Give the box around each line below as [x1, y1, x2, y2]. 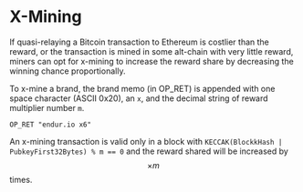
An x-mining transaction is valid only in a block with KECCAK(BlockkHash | [9, 136, 283, 147]
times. [9, 174, 33, 185]
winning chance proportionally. [9, 66, 126, 76]
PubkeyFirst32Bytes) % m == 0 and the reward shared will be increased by [9, 146, 289, 157]
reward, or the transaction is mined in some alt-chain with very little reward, [9, 45, 294, 56]
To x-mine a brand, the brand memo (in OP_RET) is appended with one [9, 83, 276, 94]
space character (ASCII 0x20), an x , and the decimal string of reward [9, 93, 268, 104]
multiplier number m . [9, 102, 85, 113]
